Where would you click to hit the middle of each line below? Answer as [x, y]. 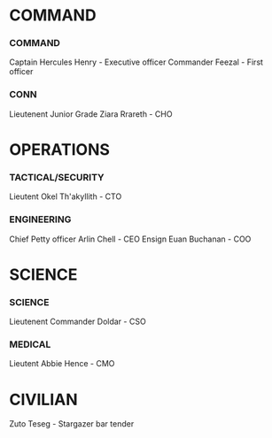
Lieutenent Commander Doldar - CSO [78, 322]
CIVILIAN [43, 400]
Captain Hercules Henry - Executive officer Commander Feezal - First [136, 62]
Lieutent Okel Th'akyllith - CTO [66, 196]
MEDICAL [30, 344]
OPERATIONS [60, 149]
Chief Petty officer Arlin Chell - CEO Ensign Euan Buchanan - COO [130, 239]
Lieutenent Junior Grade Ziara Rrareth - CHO [91, 114]
